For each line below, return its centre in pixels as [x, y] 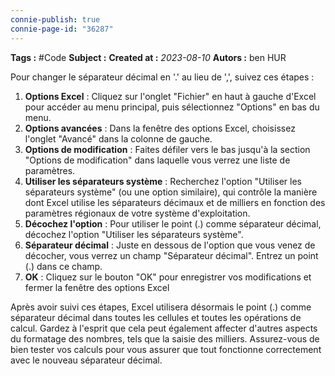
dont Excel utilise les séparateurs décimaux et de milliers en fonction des [175, 202]
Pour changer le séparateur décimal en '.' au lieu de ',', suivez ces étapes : [162, 77]
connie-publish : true [55, 19]
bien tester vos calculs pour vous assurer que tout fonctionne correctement [166, 349]
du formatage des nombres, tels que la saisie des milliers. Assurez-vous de [165, 338]
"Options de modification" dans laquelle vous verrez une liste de [157, 160]
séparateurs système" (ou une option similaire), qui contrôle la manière [171, 192]
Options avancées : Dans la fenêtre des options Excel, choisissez [160, 128]
